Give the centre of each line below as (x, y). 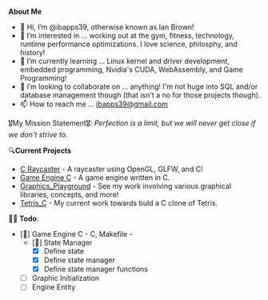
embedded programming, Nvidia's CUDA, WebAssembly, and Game (132, 70)
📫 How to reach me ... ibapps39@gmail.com (94, 104)
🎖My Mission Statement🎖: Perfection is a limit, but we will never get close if (132, 123)
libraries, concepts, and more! (69, 194)
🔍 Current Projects (40, 150)
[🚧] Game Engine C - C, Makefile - (76, 234)
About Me (25, 12)
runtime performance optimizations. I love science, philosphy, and (128, 44)
